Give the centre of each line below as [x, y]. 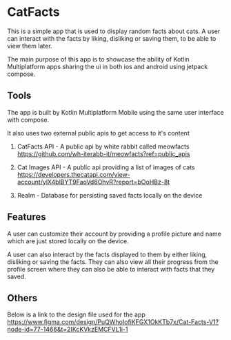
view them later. [30, 46]
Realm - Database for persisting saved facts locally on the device [110, 195]
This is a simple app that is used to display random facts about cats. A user [114, 31]
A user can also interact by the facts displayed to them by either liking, [107, 254]
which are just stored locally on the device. [68, 241]
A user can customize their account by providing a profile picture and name [114, 234]
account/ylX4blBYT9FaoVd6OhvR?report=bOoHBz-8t [93, 182]
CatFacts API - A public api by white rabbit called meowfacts [103, 147]
